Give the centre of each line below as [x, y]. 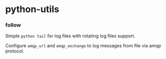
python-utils [32, 9]
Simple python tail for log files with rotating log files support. [70, 36]
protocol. [15, 51]
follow [13, 25]
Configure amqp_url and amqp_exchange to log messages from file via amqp [83, 46]
